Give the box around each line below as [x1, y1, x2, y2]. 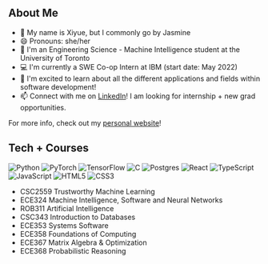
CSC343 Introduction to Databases [19, 212, 136, 222]
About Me [8, 6, 58, 20]
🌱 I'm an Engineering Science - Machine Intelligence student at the [19, 44, 240, 54]
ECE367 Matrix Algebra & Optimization [19, 238, 148, 247]
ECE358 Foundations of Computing [19, 229, 137, 238]
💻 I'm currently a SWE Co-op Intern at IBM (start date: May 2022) [19, 62, 238, 71]
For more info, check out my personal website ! [8, 118, 162, 127]
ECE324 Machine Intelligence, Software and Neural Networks [19, 195, 223, 205]
